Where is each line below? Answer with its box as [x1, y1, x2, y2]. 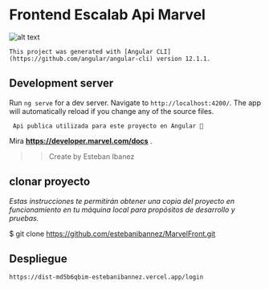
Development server [9, 76, 114, 90]
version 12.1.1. [156, 55, 211, 63]
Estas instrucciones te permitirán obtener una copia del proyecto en [9, 196, 235, 206]
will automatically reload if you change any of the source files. [9, 106, 214, 116]
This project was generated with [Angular [9, 47, 153, 55]
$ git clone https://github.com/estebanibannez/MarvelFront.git [9, 229, 216, 238]
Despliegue [9, 251, 67, 266]
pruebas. [9, 213, 39, 222]
